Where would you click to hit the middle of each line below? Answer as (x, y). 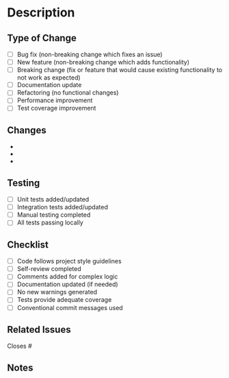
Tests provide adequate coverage (64, 300)
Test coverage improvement (56, 108)
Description (41, 13)
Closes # (19, 346)
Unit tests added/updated (53, 200)
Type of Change (42, 38)
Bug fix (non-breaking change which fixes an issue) (90, 54)
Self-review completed (49, 269)
